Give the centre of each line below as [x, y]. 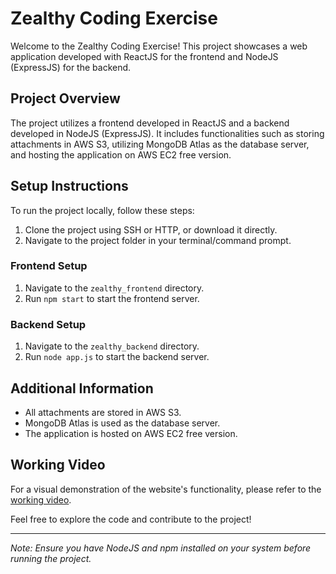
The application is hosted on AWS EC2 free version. [131, 433]
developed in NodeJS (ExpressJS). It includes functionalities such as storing [167, 133]
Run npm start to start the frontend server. [112, 298]
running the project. [51, 558]
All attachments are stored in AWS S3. [103, 412]
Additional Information [82, 388]
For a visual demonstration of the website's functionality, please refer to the [166, 489]
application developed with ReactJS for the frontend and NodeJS [144, 56]
